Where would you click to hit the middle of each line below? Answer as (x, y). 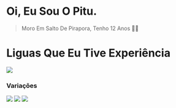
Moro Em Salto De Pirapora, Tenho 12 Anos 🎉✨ (80, 28)
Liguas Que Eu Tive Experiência (88, 53)
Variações (22, 85)
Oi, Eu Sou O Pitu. (52, 11)
